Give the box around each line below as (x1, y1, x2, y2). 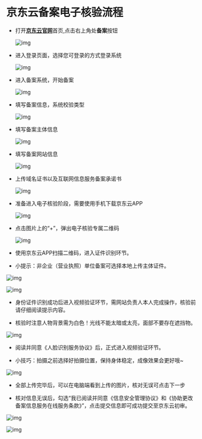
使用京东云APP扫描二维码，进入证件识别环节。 (15, 249, 132, 256)
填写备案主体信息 (15, 125, 58, 133)
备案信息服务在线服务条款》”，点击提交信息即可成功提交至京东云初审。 (15, 402, 190, 409)
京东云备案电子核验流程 (6, 5, 124, 19)
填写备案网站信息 (15, 150, 58, 157)
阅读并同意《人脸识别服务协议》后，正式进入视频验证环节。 (15, 344, 164, 351)
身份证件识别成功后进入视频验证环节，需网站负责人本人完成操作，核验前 (15, 299, 196, 306)
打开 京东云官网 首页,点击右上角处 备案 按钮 (15, 27, 118, 34)
